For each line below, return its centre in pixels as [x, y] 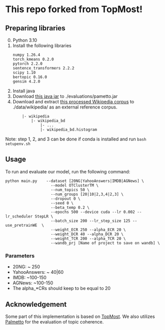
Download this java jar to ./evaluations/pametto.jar [65, 96]
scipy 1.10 [24, 72]
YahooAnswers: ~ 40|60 [38, 272]
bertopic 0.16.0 [30, 77]
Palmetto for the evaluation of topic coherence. [55, 322]
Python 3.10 [25, 40]
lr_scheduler [19, 216]
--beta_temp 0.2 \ [70, 207]
